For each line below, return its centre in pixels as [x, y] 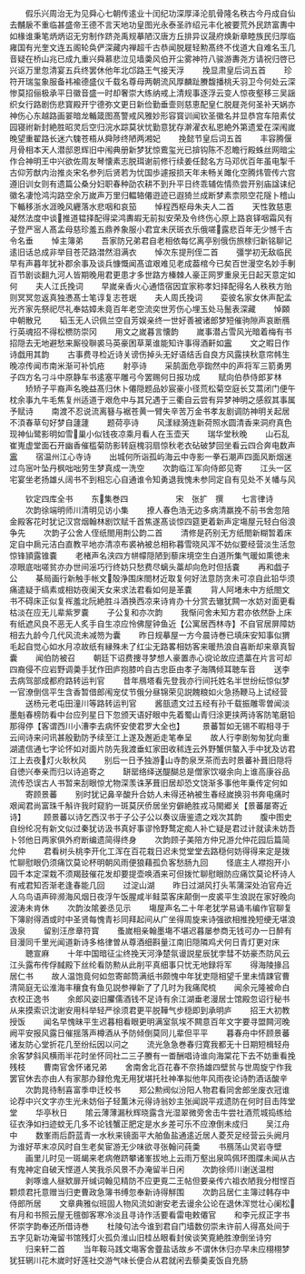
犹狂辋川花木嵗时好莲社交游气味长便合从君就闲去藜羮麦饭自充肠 [128, 1260]
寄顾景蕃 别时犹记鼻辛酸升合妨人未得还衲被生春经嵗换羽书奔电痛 [153, 794]
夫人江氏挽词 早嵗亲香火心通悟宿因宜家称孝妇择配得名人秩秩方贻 [163, 286]
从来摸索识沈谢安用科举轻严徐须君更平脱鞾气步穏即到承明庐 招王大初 [146, 1010]
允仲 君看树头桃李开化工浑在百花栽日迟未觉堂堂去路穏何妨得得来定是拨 [150, 851]
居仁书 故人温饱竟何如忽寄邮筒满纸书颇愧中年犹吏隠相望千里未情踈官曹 [150, 976]
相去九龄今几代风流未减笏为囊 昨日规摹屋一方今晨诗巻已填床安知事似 [146, 635]
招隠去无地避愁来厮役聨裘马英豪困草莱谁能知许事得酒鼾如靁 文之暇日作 [150, 343]
